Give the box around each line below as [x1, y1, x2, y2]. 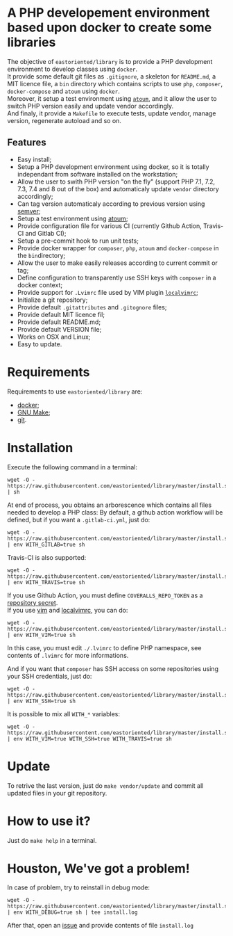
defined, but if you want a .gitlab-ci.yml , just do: [7, 515, 150, 524]
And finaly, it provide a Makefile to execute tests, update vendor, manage [7, 109, 216, 118]
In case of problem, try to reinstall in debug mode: [7, 883, 150, 891]
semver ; [17, 207, 41, 215]
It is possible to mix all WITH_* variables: [7, 709, 120, 718]
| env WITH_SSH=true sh [7, 697, 76, 704]
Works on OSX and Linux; [17, 332, 91, 341]
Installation [7, 439, 74, 455]
